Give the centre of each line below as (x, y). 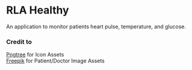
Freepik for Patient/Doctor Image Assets (55, 61)
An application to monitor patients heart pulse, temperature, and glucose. (96, 26)
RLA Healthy (38, 10)
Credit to (19, 42)
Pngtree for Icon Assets (35, 55)
